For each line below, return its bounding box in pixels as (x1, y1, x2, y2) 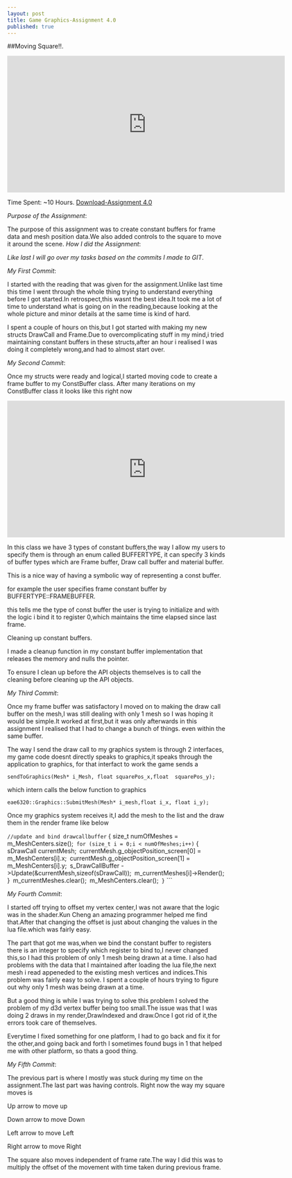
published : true (7, 23, 54, 30)
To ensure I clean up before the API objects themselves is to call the (7, 668, 201, 677)
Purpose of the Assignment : (7, 212, 87, 220)
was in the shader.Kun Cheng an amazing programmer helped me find (7, 911, 208, 919)
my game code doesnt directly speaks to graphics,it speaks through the (7, 752, 213, 761)
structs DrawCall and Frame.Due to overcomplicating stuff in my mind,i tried (7, 330, 224, 339)
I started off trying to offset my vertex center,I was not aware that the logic (7, 903, 220, 911)
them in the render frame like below (7, 818, 109, 827)
